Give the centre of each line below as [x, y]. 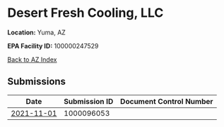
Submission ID [88, 101]
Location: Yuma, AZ [36, 32]
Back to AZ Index [32, 59]
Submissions [36, 82]
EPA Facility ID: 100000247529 [53, 46]
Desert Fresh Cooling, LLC [86, 13]
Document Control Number [166, 101]
